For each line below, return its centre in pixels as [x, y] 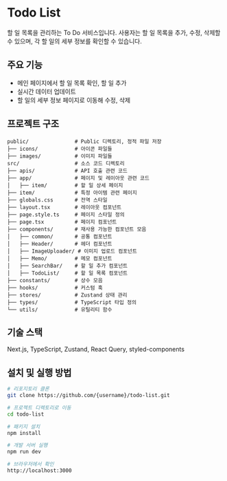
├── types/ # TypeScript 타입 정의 [72, 302]
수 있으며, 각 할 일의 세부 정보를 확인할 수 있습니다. [74, 41]
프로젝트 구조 [33, 124]
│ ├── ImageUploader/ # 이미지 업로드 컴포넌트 [72, 251]
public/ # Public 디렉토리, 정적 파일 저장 [84, 141]
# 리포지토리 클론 [28, 389]
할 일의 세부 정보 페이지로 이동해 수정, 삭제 [74, 100]
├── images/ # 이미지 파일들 [60, 156]
